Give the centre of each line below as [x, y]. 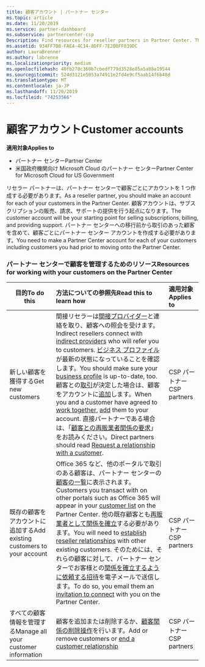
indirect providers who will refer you [107, 341]
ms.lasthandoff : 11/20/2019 [42, 92]
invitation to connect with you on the [108, 594]
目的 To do [30, 293]
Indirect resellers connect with [99, 333]
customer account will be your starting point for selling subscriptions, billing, [103, 217]
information [26, 654]
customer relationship [87, 646]
